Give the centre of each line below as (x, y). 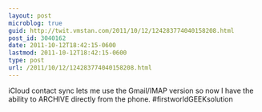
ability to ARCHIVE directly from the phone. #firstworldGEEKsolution (121, 99)
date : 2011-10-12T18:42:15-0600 (62, 46)
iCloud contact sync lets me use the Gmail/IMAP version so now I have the (131, 90)
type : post (26, 61)
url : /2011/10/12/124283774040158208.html (80, 68)
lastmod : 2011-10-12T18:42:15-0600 (68, 53)
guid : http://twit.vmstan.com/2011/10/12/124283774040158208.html (121, 30)
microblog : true (35, 23)
